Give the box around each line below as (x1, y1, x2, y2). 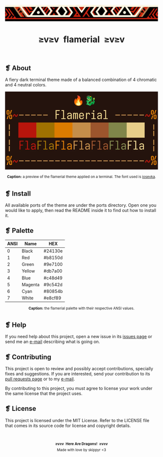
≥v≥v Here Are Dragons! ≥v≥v (55, 441, 108, 446)
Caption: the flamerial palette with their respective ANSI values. (28, 306, 135, 310)
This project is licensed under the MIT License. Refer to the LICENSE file (5, 417, 149, 423)
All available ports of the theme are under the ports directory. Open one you (5, 202, 157, 208)
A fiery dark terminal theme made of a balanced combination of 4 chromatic (5, 77, 157, 82)
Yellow (21, 268, 35, 274)
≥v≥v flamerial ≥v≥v (38, 34, 125, 45)
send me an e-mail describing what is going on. (5, 339, 100, 344)
